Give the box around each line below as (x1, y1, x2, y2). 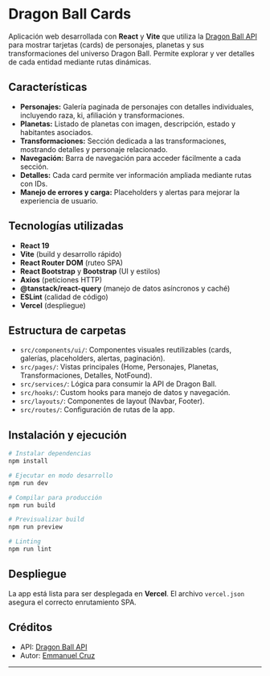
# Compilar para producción (8, 493, 103, 501)
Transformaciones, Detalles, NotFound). (19, 371, 153, 381)
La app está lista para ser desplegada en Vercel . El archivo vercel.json (8, 588, 245, 598)
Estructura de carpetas (8, 324, 127, 337)
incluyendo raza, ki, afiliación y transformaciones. (19, 110, 185, 120)
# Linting (8, 538, 42, 546)
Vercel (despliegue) (19, 300, 86, 310)
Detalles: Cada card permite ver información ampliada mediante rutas (19, 170, 252, 179)
